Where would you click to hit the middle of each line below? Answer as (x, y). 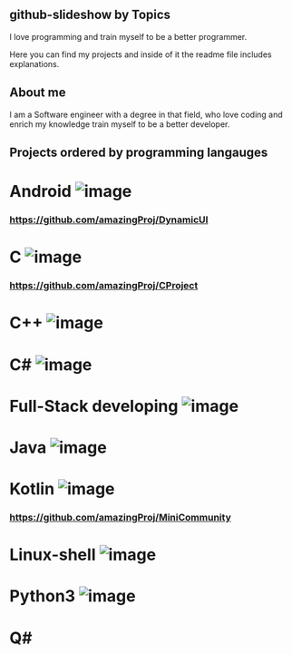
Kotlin (32, 489)
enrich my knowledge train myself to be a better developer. (120, 124)
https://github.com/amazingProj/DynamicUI (109, 220)
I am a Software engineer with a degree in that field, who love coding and (146, 114)
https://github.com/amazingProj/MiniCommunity (120, 518)
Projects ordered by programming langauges (139, 153)
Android (41, 192)
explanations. (34, 63)
